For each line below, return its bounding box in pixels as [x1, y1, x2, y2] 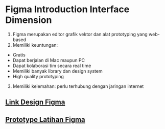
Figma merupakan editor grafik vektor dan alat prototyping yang [12, 31, 148, 37]
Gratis [12, 52, 26, 58]
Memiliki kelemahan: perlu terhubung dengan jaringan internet [12, 83, 144, 89]
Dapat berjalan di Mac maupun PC [12, 57, 85, 63]
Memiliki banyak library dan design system [12, 68, 103, 74]
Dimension [5, 14, 52, 26]
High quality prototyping [12, 73, 64, 79]
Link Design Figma [5, 98, 65, 107]
